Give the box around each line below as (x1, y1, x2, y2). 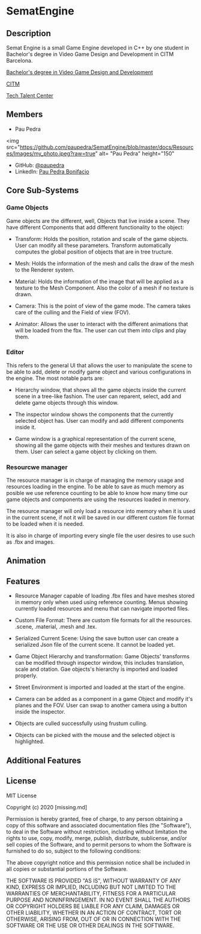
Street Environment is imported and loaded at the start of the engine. (14, 683, 185, 691)
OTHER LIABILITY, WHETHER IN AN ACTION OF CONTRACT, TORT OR (6, 909, 181, 916)
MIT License (6, 792, 37, 799)
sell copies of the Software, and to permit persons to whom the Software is (6, 841, 192, 848)
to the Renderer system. (14, 266, 75, 273)
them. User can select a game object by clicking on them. (14, 447, 158, 455)
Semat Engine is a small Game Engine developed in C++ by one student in (6, 44, 190, 51)
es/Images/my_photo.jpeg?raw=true (6, 149, 96, 157)
